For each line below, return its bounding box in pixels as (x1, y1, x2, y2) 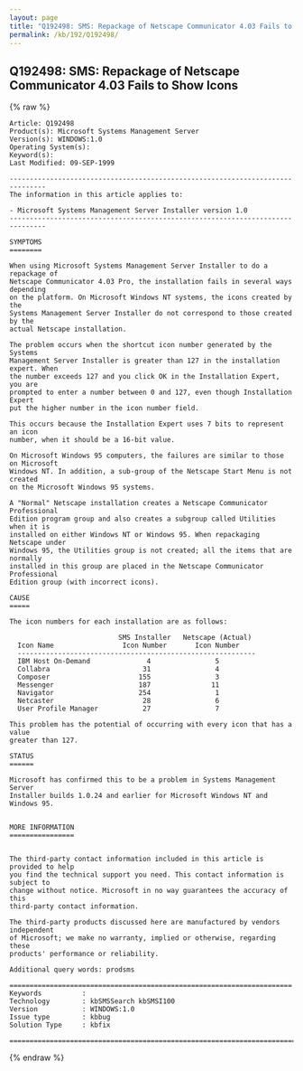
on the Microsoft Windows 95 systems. (9, 483, 155, 493)
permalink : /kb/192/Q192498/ (9, 30, 119, 39)
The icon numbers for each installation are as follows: (9, 617, 228, 626)
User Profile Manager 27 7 (17, 704, 220, 714)
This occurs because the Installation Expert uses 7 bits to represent (9, 419, 284, 429)
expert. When (9, 364, 59, 373)
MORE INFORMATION (9, 823, 75, 832)
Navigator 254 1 (17, 689, 220, 698)
